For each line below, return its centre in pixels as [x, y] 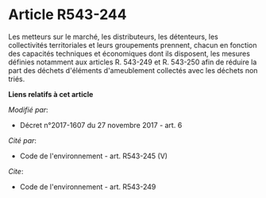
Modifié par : [29, 110]
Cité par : [23, 140]
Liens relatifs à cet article [51, 94]
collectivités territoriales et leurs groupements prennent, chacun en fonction [133, 45]
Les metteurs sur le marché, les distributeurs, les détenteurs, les [113, 37]
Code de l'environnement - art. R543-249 [88, 186]
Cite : [16, 171]
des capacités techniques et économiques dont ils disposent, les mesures [129, 53]
